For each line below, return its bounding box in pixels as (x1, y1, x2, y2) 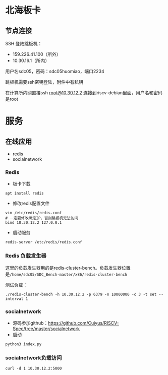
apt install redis (5, 191, 44, 196)
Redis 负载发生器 (5, 253, 46, 260)
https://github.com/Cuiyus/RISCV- (47, 320, 120, 326)
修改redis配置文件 (12, 200, 50, 207)
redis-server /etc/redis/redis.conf (5, 240, 82, 245)
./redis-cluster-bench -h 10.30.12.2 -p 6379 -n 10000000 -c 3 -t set (5, 292, 157, 297)
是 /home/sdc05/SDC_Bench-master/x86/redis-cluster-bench (5, 271, 128, 277)
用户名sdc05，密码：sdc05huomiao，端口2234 (5, 69, 104, 74)
